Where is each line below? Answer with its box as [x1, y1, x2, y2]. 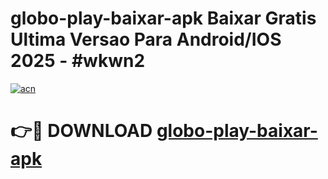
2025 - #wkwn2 [10, 50, 146, 72]
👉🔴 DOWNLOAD [10, 120, 153, 142]
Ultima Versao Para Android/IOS [10, 28, 282, 51]
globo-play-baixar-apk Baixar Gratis [10, 7, 317, 30]
